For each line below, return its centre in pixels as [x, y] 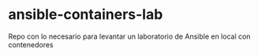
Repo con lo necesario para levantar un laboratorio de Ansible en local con [129, 36]
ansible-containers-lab [86, 15]
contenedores [31, 44]
